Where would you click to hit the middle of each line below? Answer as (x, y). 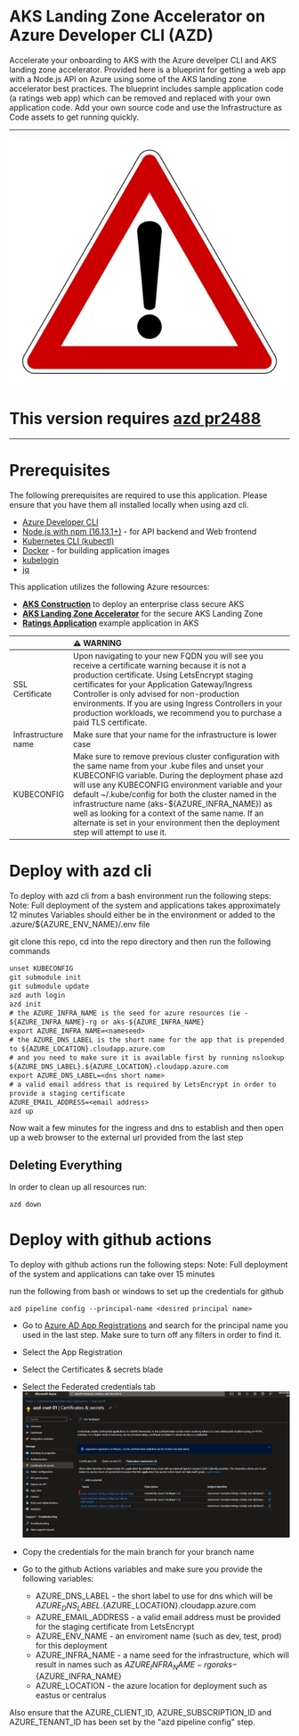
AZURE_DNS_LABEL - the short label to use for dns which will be (154, 1596)
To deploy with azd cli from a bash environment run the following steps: (140, 895)
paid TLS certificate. (110, 722)
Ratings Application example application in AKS (110, 623)
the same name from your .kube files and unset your (168, 766)
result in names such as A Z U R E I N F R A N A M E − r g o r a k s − (137, 1666)
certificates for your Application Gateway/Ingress (162, 684)
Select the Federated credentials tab (89, 1386)
